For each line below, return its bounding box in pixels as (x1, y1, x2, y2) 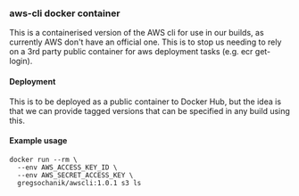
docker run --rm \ (9, 155, 78, 164)
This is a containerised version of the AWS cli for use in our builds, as (9, 28, 265, 38)
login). (9, 56, 33, 67)
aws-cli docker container (9, 7, 120, 20)
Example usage (9, 135, 68, 146)
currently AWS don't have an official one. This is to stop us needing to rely (9, 37, 282, 47)
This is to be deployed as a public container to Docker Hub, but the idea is (9, 96, 282, 107)
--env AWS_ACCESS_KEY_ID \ (17, 163, 118, 172)
